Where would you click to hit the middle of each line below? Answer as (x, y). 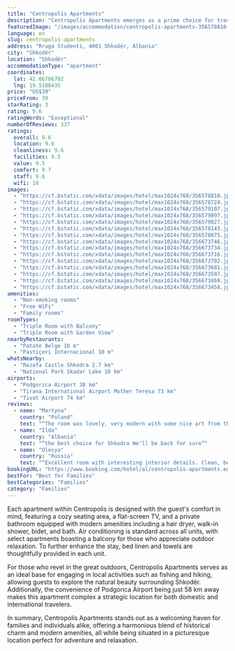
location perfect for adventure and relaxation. (73, 640)
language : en (26, 33)
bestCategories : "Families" (48, 482)
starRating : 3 (28, 105)
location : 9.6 (34, 144)
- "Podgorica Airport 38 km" (56, 385)
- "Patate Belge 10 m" (47, 346)
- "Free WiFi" (34, 307)
